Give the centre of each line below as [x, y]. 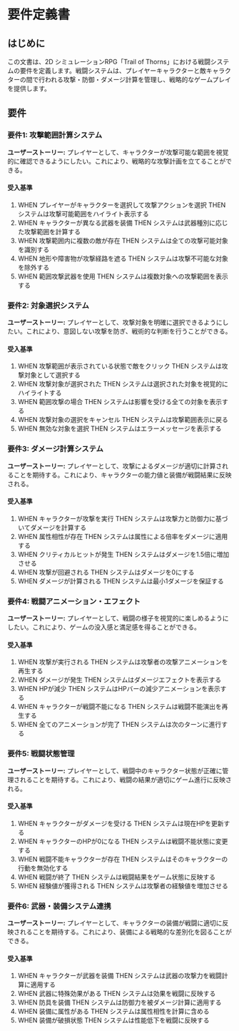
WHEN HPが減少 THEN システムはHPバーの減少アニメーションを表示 [119, 689]
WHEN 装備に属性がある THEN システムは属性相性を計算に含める [113, 1012]
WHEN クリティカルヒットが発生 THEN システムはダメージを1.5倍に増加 [123, 554]
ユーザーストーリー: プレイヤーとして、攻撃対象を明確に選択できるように [115, 323]
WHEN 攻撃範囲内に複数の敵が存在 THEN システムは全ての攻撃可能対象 [123, 241]
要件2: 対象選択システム [48, 306]
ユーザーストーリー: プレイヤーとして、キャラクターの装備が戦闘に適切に [115, 923]
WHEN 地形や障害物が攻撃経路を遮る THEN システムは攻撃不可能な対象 [123, 258]
